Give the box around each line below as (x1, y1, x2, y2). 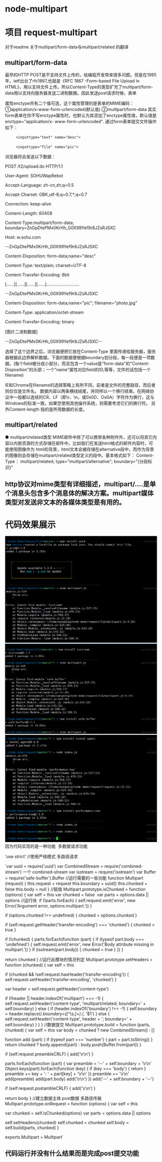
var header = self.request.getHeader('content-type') (5, 986, 109, 992)
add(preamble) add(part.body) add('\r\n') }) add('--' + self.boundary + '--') (5, 1076, 154, 1082)
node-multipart (5, 3, 68, 15)
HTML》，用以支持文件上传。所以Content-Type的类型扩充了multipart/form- (5, 84, 153, 90)
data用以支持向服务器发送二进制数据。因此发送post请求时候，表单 (5, 90, 136, 96)
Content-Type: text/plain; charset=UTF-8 (5, 262, 87, 268)
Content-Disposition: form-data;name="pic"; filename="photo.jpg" (5, 300, 137, 306)
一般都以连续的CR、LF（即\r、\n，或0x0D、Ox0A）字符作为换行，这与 (13, 394, 155, 400)
